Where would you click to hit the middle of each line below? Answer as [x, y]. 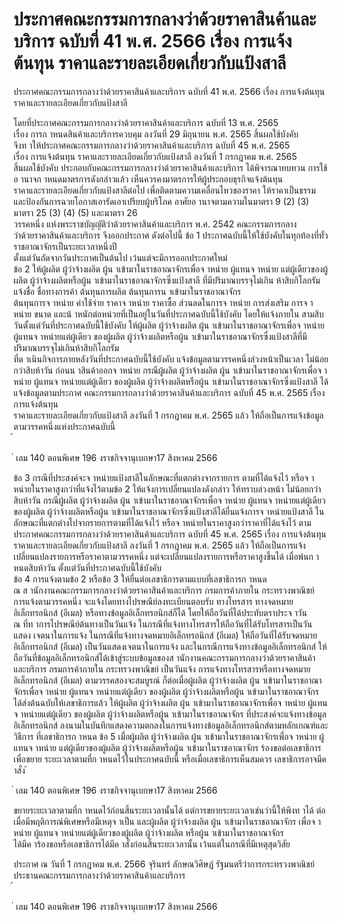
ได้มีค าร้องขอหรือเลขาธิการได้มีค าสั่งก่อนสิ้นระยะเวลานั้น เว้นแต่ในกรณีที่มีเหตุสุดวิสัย [152, 844]
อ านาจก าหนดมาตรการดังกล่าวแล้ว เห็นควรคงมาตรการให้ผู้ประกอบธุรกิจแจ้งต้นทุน [148, 179]
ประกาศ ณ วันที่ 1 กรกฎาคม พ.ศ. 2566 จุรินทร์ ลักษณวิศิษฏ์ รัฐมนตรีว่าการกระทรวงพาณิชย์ [164, 864]
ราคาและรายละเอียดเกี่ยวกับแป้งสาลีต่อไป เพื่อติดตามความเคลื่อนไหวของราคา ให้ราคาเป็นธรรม [164, 190]
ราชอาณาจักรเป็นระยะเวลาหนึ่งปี [65, 246]
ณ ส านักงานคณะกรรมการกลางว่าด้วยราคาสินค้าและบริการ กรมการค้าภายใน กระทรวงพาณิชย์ [164, 590]
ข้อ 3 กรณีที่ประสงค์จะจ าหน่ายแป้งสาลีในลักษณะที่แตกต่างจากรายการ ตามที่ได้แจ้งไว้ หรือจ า [164, 477]
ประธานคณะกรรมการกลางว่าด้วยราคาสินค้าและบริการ [99, 875]
